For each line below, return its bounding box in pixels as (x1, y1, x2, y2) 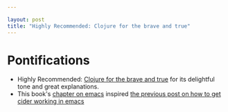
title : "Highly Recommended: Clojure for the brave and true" (7, 22, 191, 30)
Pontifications (7, 53, 90, 68)
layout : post (7, 16, 45, 23)
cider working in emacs (17, 97, 85, 106)
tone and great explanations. (17, 82, 99, 91)
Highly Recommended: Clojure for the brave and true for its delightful (17, 75, 215, 84)
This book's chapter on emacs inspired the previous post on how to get (17, 90, 222, 98)
